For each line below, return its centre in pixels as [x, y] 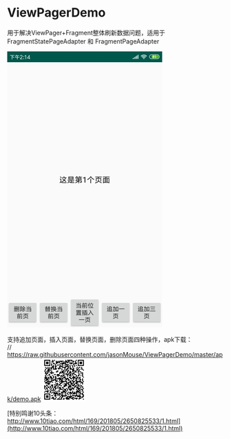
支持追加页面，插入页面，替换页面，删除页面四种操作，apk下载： [100, 339]
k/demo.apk [24, 399]
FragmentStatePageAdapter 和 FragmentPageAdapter [83, 41]
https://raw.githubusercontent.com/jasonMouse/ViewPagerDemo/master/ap [115, 354]
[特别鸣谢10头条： [33, 413]
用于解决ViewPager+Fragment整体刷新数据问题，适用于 [86, 32]
